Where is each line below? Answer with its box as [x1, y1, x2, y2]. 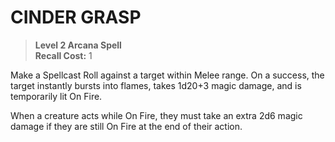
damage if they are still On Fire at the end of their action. [10, 120, 243, 132]
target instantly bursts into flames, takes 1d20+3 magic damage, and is [10, 79, 302, 91]
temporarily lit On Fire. [10, 90, 103, 102]
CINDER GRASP [10, 6, 142, 29]
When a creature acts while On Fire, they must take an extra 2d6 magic [10, 109, 303, 121]
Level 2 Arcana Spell [34, 39, 122, 51]
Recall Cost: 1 [34, 49, 93, 61]
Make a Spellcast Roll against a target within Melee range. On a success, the [10, 69, 325, 81]
